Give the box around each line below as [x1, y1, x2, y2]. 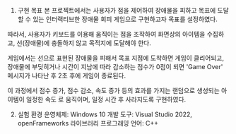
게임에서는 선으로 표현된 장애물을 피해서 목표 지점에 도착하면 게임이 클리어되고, [7, 54, 225, 62]
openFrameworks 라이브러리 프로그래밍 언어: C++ [17, 119, 159, 127]
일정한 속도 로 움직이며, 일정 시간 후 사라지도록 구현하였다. [25, 95, 187, 104]
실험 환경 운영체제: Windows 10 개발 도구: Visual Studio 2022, [17, 110, 193, 118]
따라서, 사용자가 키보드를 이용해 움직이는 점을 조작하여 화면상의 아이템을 [7, 30, 206, 38]
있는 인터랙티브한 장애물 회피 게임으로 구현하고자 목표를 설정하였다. [33, 15, 218, 23]
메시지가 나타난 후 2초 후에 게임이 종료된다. [7, 71, 126, 80]
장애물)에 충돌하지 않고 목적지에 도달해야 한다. [24, 39, 152, 47]
